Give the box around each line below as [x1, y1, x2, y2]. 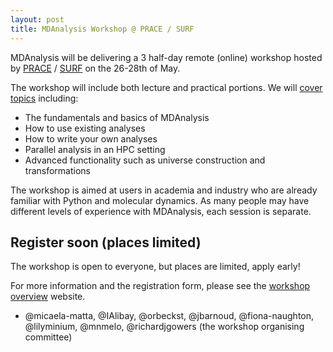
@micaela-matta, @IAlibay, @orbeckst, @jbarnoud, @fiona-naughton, [24, 310, 315, 322]
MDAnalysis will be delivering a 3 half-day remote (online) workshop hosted [10, 51, 323, 63]
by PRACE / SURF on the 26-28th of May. [10, 62, 181, 74]
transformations [24, 164, 91, 176]
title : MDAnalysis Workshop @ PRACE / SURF [10, 24, 195, 34]
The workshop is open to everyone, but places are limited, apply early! [10, 261, 301, 273]
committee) [24, 331, 73, 343]
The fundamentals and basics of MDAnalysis [24, 111, 210, 123]
